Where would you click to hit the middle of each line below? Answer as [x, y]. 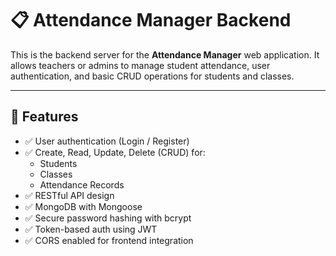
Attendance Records [82, 184]
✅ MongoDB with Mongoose [83, 206]
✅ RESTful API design [69, 195]
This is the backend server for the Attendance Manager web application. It [165, 54]
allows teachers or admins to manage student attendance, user [140, 65]
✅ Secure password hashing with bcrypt [108, 218]
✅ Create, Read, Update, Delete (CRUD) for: [115, 152]
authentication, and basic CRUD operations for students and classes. [152, 76]
